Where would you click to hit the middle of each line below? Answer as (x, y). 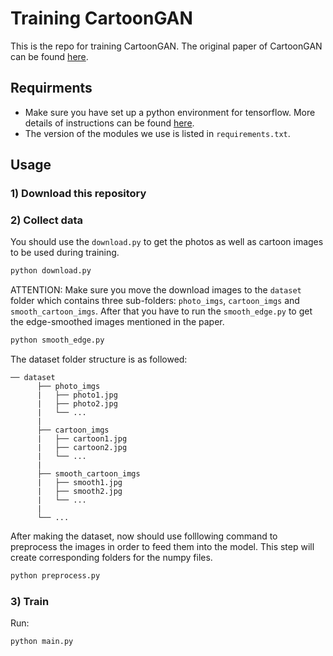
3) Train (30, 601)
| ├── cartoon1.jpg (82, 439)
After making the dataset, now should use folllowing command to (144, 536)
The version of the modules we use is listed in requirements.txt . (157, 133)
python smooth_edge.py (57, 340)
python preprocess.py (55, 576)
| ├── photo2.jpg (77, 404)
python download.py (51, 271)
